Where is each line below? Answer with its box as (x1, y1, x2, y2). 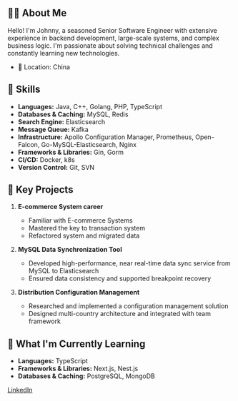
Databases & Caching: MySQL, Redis (17, 110, 129, 118)
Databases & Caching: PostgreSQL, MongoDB (17, 372, 155, 380)
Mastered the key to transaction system (28, 224, 145, 233)
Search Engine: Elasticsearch (17, 117, 106, 126)
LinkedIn (7, 386, 33, 395)
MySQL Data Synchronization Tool (17, 245, 123, 254)
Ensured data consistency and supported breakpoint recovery (28, 274, 212, 283)
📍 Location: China (17, 62, 70, 71)
